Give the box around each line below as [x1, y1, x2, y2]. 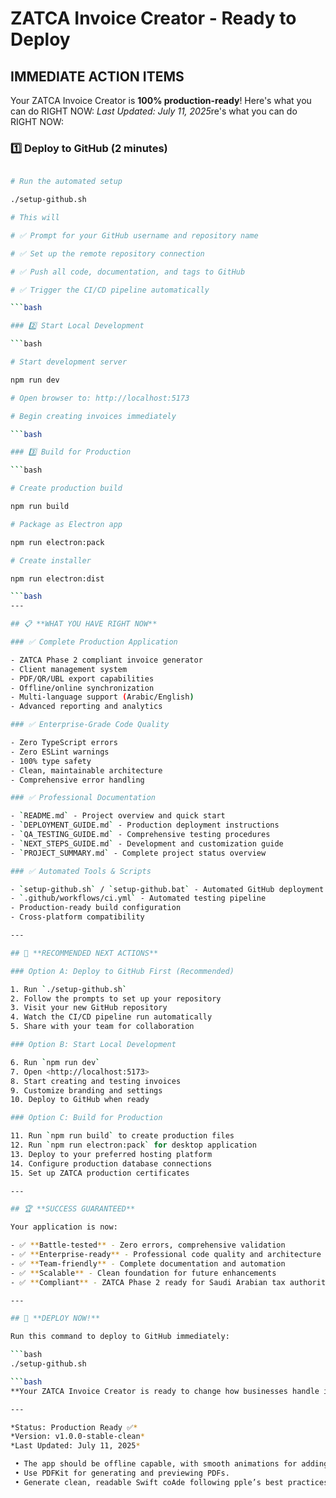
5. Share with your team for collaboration [10, 1022, 195, 1032]
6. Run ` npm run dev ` [10, 1057, 101, 1067]
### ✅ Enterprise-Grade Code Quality [10, 720, 170, 730]
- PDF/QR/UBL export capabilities [10, 673, 155, 684]
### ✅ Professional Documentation [10, 793, 156, 803]
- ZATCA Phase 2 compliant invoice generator [10, 655, 203, 665]
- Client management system [10, 664, 128, 674]
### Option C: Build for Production [10, 1113, 163, 1123]
